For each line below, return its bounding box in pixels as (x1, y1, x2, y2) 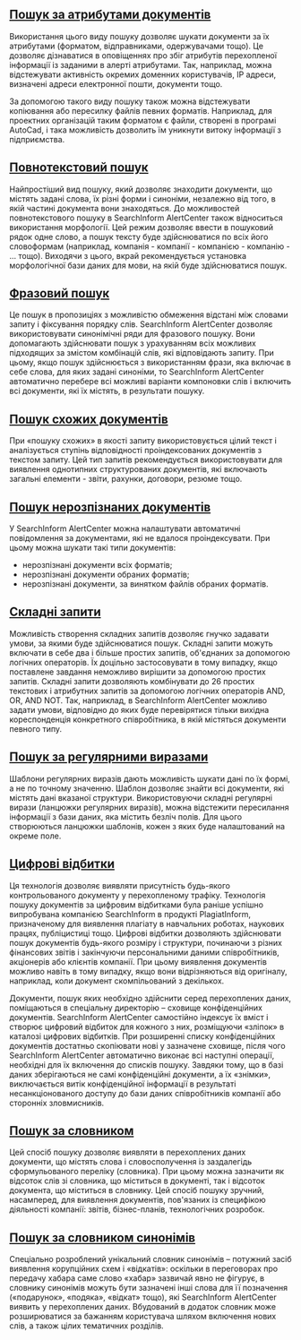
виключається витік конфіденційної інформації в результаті (9, 1078, 236, 1089)
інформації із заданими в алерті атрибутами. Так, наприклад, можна (9, 59, 272, 70)
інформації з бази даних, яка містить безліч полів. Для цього (9, 811, 243, 822)
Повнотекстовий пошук (9, 160, 150, 176)
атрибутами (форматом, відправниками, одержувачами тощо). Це (9, 40, 264, 51)
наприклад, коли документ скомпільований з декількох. (9, 975, 225, 986)
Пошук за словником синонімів (9, 1230, 195, 1245)
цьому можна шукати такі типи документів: (9, 542, 176, 554)
